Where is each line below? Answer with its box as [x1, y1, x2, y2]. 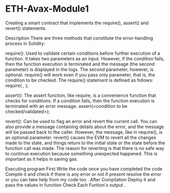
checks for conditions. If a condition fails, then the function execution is [5, 97, 155, 104]
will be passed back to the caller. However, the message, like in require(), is [5, 129, 163, 135]
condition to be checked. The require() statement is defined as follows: [5, 77, 154, 83]
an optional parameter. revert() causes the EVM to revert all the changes [5, 134, 156, 140]
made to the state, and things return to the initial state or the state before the [5, 140, 165, 146]
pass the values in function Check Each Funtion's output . [5, 182, 126, 188]
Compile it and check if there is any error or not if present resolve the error [5, 171, 161, 177]
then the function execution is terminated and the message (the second [5, 61, 155, 67]
